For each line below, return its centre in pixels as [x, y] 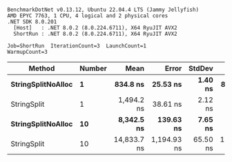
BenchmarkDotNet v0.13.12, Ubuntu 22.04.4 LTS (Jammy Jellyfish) [103, 10]
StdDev [201, 68]
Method [42, 68]
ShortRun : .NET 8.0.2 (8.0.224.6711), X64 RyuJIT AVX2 [95, 34]
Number [93, 68]
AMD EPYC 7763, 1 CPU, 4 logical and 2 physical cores [88, 16]
